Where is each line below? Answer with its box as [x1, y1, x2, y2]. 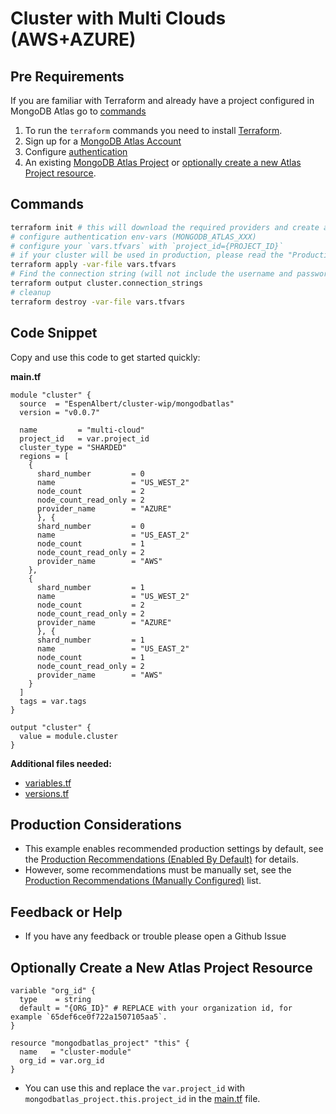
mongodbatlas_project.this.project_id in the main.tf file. [24, 1092, 261, 1104]
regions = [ [19, 451, 70, 461]
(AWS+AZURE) [10, 28, 137, 51]
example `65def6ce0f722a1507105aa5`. [10, 1012, 168, 1022]
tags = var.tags [19, 696, 87, 706]
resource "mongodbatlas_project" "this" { [10, 1038, 190, 1048]
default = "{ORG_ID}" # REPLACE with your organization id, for [19, 1003, 293, 1013]
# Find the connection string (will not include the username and [10, 269, 293, 279]
